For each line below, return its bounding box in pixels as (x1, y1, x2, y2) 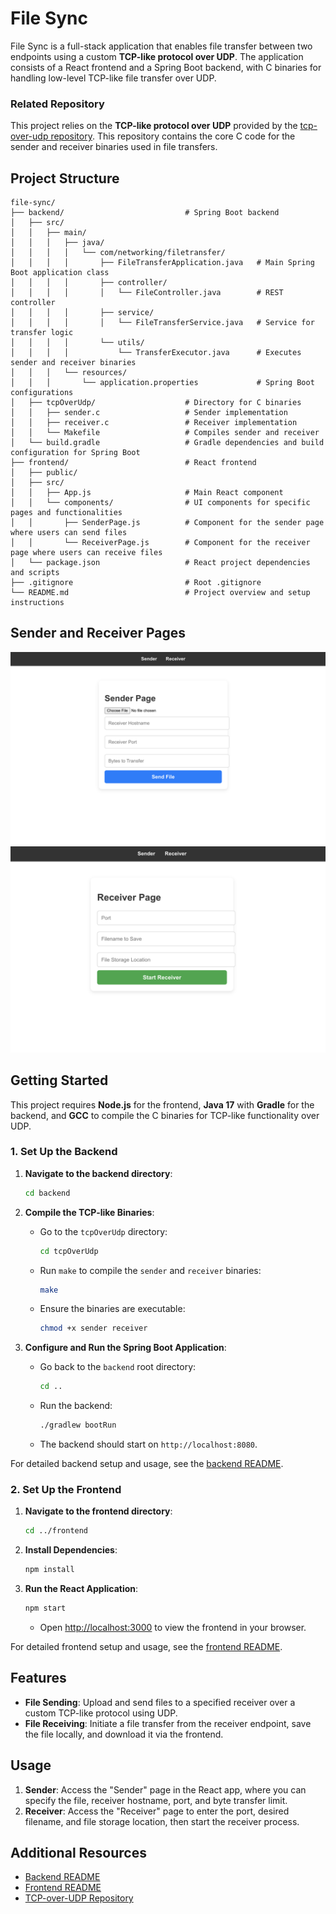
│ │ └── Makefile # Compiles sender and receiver (10, 428, 320, 438)
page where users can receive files (10, 548, 163, 558)
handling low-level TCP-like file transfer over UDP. (10, 72, 217, 84)
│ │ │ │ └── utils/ (10, 338, 145, 348)
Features (10, 1670, 67, 1687)
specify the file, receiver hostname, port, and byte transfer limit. (24, 1794, 288, 1806)
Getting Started (10, 1072, 109, 1089)
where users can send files (10, 528, 128, 538)
